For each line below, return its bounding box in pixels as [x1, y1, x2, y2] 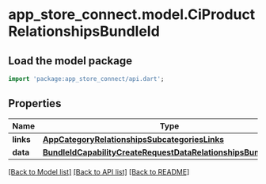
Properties [8, 97, 62, 110]
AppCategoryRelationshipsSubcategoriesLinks [42, 133, 224, 144]
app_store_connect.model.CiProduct [8, 6, 256, 24]
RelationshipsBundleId [8, 22, 160, 40]
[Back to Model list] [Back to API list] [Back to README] [8, 167, 190, 176]
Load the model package [8, 54, 133, 67]
